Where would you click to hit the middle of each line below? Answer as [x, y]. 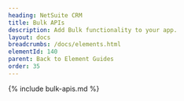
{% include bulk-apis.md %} [54, 88]
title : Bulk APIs [37, 23]
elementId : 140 [33, 52]
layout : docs [29, 37]
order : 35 [24, 67]
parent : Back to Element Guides [61, 60]
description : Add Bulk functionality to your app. [93, 30]
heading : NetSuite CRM [45, 15]
